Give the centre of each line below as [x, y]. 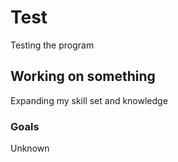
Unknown [30, 148]
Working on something [83, 76]
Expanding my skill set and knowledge [89, 100]
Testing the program [52, 45]
